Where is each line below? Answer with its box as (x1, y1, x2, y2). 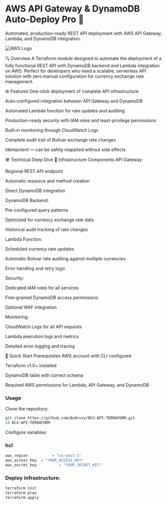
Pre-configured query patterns (5, 207, 68, 213)
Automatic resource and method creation (5, 178, 90, 184)
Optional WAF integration (5, 304, 57, 310)
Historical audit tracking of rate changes (5, 226, 88, 232)
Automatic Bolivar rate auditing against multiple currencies (5, 255, 126, 261)
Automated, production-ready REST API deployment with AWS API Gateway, (5, 30, 162, 36)
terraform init (5, 486, 37, 491)
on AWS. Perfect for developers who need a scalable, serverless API (5, 68, 146, 74)
